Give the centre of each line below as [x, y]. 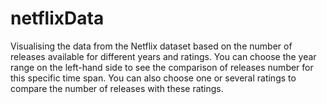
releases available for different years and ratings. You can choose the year [163, 56]
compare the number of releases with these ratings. [117, 88]
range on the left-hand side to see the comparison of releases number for [162, 67]
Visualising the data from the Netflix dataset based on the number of [151, 46]
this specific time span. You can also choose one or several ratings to [153, 78]
